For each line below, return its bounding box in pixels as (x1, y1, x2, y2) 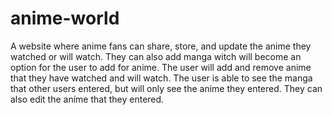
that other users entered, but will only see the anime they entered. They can (10, 82, 323, 94)
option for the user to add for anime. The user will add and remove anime (10, 61, 312, 73)
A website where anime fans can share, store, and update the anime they (10, 40, 312, 52)
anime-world (10, 7, 120, 30)
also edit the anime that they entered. (10, 93, 165, 105)
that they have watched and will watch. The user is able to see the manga (10, 72, 313, 84)
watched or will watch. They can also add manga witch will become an (10, 50, 302, 62)
